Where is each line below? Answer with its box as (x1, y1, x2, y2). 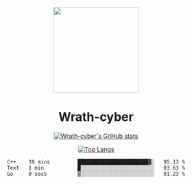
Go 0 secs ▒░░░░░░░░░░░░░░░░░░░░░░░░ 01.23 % (7, 170, 185, 177)
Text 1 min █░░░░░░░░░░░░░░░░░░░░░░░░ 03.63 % (7, 164, 185, 171)
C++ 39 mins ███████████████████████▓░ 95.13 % (7, 158, 185, 165)
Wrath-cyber (58, 109, 134, 125)
